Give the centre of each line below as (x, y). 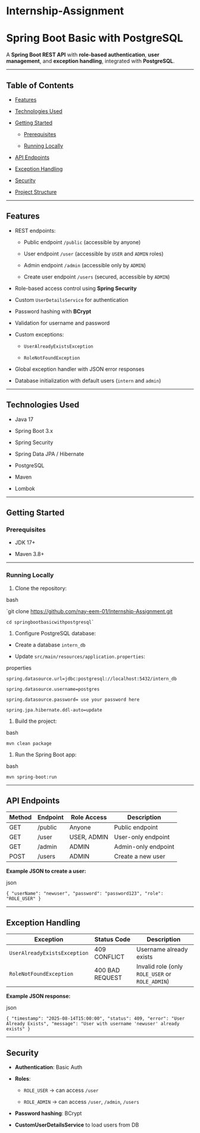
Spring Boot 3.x (34, 430)
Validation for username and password (62, 323)
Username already (162, 950)
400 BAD (107, 970)
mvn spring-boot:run (32, 777)
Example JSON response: (38, 996)
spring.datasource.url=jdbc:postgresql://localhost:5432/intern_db (92, 679)
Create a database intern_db (50, 645)
